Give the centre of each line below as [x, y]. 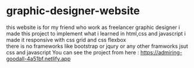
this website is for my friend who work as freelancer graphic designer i [93, 27]
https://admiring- [161, 52]
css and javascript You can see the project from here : [73, 52]
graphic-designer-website [73, 11]
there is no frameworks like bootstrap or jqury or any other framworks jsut [97, 46]
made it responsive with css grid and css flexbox [66, 40]
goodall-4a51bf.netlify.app [39, 59]
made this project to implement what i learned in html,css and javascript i [96, 33]
